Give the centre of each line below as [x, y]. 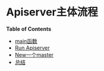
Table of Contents [29, 29]
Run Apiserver [32, 47]
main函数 [26, 41]
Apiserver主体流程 [52, 12]
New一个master [34, 54]
